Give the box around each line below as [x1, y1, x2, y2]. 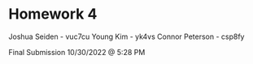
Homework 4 [8, 5, 98, 23]
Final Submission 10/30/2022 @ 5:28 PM [8, 47, 146, 57]
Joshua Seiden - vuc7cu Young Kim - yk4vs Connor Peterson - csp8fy [8, 32, 245, 41]
